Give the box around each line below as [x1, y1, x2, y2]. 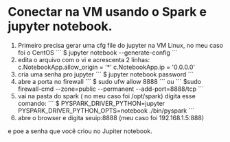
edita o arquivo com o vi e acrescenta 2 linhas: [17, 55, 150, 63]
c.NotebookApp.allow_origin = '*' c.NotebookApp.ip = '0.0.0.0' [17, 63, 196, 71]
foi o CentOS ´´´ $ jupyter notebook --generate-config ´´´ [17, 48, 178, 57]
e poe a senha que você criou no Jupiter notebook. [8, 127, 153, 135]
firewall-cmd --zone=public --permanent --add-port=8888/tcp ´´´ [17, 85, 205, 93]
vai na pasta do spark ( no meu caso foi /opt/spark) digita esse [17, 91, 196, 100]
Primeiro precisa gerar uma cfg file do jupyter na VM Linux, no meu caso [17, 41, 224, 49]
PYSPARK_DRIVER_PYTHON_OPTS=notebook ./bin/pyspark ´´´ [17, 106, 195, 115]
